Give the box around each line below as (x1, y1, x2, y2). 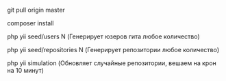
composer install (7, 19, 54, 27)
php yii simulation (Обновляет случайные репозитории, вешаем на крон (7, 59, 217, 67)
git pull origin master (7, 6, 65, 14)
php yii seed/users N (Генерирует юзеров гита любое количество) (7, 32, 200, 40)
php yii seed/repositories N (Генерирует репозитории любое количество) (7, 46, 220, 54)
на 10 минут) (7, 67, 45, 74)
